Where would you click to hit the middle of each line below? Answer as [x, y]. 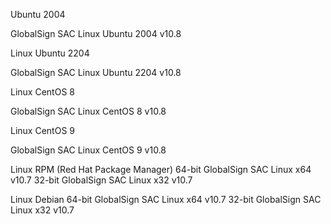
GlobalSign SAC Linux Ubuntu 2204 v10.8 [96, 72]
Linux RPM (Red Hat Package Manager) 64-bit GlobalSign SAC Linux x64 [161, 169]
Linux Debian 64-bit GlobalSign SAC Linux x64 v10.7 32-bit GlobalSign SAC [166, 199]
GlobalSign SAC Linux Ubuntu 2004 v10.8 [96, 33]
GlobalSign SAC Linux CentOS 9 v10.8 [88, 150]
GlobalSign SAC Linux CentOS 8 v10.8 [88, 111]
